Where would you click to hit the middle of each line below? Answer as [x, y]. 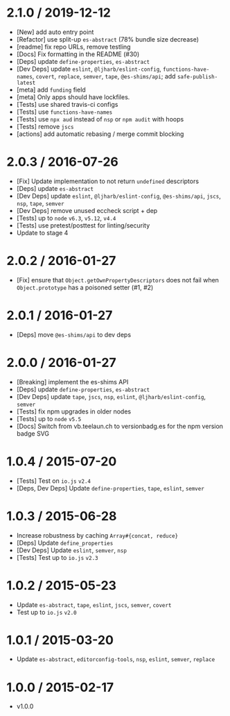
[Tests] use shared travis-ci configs [67, 104]
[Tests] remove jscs [45, 126]
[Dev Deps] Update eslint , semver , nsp [72, 550]
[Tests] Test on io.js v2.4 [54, 481]
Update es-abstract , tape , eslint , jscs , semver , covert [94, 604]
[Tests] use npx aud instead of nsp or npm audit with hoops [100, 119]
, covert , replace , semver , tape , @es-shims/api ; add [104, 76]
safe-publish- [197, 77]
